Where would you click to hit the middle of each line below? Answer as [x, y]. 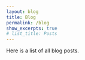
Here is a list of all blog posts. [43, 50]
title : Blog [21, 17]
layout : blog [22, 12]
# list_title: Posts [32, 34]
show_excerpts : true [32, 28]
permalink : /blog [28, 23]
